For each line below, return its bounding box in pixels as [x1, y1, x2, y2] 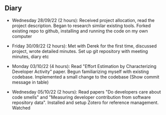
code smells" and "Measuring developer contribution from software [11, 94, 151, 100]
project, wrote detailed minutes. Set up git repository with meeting [11, 48, 148, 54]
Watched [11, 104, 31, 110]
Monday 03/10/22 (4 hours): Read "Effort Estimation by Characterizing [11, 63, 157, 69]
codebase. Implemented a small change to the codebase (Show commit [11, 73, 160, 79]
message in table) [11, 79, 49, 85]
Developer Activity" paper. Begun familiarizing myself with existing [11, 68, 149, 74]
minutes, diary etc [11, 53, 49, 59]
